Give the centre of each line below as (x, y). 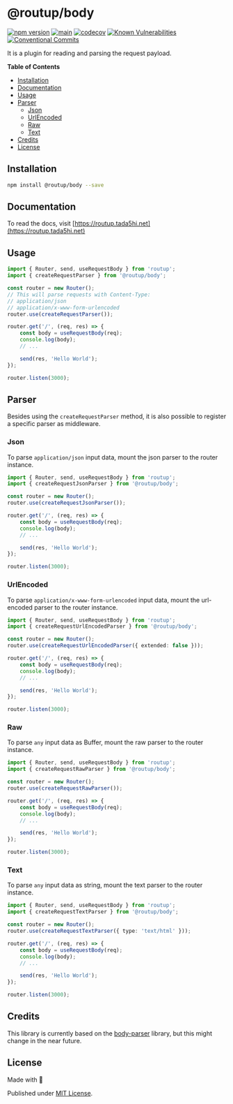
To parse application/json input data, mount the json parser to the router (113, 457)
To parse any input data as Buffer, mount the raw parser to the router (105, 742)
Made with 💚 (25, 1080)
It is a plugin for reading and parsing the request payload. (89, 53)
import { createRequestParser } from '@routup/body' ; (87, 276)
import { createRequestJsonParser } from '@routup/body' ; (93, 484)
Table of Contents (34, 66)
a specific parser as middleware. (54, 424)
